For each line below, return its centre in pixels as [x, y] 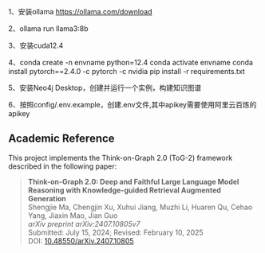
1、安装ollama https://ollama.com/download [81, 12]
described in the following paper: [63, 166]
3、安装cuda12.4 [36, 45]
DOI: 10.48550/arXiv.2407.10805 [81, 240]
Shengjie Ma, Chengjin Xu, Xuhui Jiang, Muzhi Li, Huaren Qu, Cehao [140, 207]
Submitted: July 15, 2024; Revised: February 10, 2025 [115, 232]
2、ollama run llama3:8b [49, 29]
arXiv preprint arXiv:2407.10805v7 [84, 224]
